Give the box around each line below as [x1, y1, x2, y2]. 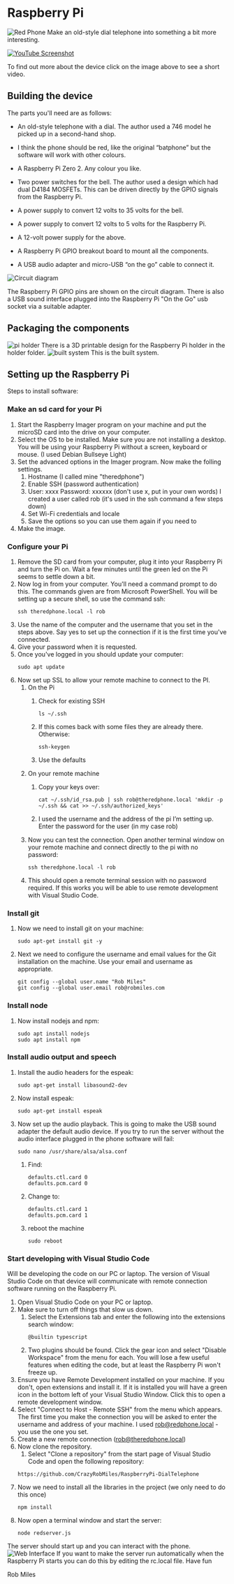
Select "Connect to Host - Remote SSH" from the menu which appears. [17, 1405, 223, 1414]
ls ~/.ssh [38, 710, 67, 717]
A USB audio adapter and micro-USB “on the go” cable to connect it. [17, 260, 215, 268]
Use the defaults [38, 756, 86, 764]
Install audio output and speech [7, 1053, 117, 1062]
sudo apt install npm [17, 1036, 80, 1043]
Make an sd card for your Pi [7, 404, 103, 414]
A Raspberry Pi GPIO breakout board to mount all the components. [17, 247, 209, 255]
